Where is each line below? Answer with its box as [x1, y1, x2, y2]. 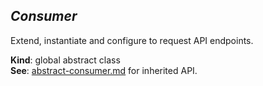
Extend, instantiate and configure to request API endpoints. [10, 34, 254, 46]
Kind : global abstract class [10, 54, 121, 66]
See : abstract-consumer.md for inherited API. [10, 64, 198, 76]
